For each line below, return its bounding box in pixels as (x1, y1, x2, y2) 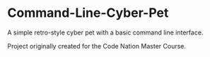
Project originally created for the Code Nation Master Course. (7, 42, 186, 50)
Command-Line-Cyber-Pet (7, 5, 169, 21)
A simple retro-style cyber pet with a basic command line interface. (7, 28, 204, 37)
